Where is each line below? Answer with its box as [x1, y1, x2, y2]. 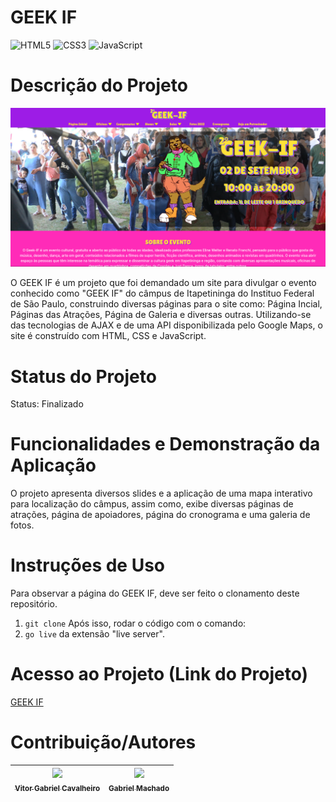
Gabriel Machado [108, 783, 170, 793]
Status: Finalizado [10, 398, 84, 410]
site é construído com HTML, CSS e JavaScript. [10, 330, 207, 342]
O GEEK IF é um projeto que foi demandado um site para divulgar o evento [10, 277, 317, 289]
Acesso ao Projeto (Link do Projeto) [10, 663, 309, 686]
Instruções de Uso [10, 554, 166, 577]
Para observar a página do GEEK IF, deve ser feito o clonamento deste [10, 587, 300, 600]
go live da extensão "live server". [24, 628, 165, 640]
